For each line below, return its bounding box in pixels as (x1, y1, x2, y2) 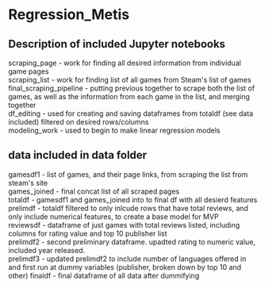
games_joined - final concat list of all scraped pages (8, 186, 180, 196)
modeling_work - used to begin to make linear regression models (8, 125, 221, 135)
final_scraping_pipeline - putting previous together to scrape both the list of (8, 83, 255, 93)
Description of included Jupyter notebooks (8, 37, 226, 51)
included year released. (8, 245, 86, 255)
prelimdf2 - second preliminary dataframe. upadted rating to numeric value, (8, 236, 256, 247)
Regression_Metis (8, 6, 129, 24)
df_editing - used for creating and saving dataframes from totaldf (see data (8, 109, 254, 118)
